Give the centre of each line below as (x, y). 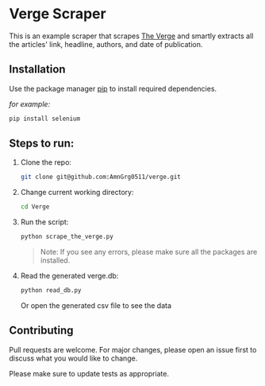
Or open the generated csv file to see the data (96, 305)
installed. (55, 260)
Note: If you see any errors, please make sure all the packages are (149, 252)
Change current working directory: (77, 193)
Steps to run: (42, 144)
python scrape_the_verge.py (67, 237)
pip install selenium (45, 119)
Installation (37, 70)
